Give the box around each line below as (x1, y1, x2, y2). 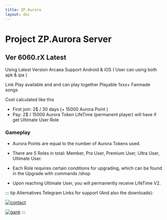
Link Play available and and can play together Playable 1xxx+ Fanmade (5, 81, 150, 87)
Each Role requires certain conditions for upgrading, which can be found (12, 165, 162, 171)
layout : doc (5, 12, 30, 17)
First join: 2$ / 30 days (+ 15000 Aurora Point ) (12, 106, 108, 112)
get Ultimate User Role (12, 117, 59, 123)
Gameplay (5, 129, 31, 136)
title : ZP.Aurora (5, 7, 41, 12)
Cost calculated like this (5, 96, 54, 102)
